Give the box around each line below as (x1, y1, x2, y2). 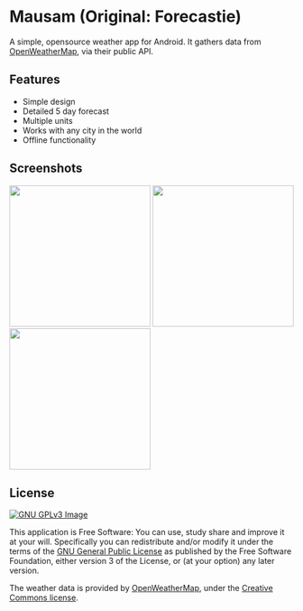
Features (9, 72, 60, 88)
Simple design (22, 96, 76, 107)
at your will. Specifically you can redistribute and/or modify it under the (9, 536, 273, 548)
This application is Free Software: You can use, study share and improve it (9, 527, 285, 538)
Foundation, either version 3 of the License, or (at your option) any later (9, 556, 275, 567)
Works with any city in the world (22, 125, 142, 136)
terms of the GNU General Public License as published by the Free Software (9, 546, 292, 557)
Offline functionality (22, 134, 96, 146)
